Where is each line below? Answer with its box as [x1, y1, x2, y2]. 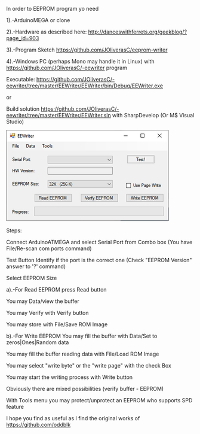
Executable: [6, 76, 35, 83]
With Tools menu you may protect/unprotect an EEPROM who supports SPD [6, 397, 193, 403]
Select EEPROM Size [6, 275, 57, 281]
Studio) [6, 118, 24, 125]
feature [6, 403, 24, 410]
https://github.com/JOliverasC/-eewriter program [6, 64, 127, 71]
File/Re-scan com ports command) [6, 245, 92, 252]
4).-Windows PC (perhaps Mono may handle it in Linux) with [6, 58, 155, 65]
